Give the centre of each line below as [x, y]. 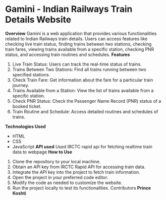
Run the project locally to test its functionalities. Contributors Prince [82, 188]
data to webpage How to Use [42, 152]
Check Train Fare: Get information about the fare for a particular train [83, 80]
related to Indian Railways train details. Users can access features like [76, 39]
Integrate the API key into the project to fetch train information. [76, 172]
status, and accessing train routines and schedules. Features [68, 54]
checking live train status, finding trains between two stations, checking [79, 44]
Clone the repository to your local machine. [56, 161]
